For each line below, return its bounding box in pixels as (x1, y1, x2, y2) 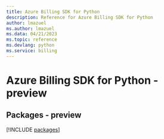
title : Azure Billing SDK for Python (6, 8, 100, 15)
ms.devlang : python (6, 43, 55, 49)
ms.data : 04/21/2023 (6, 31, 58, 37)
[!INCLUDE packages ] (6, 126, 60, 133)
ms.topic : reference (6, 37, 58, 43)
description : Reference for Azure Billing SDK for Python (6, 14, 153, 20)
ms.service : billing (6, 48, 58, 54)
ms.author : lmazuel (6, 25, 55, 32)
